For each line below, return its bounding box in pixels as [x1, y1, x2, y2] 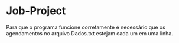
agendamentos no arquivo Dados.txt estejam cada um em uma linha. [6, 29, 173, 37]
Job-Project [6, 4, 66, 18]
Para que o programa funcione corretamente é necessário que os [6, 24, 165, 31]
